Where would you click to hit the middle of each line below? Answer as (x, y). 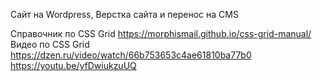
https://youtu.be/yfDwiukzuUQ (73, 65)
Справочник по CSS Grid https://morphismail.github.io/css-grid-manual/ (161, 33)
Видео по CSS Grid (50, 44)
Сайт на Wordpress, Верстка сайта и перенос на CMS (124, 14)
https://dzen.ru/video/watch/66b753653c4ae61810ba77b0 (131, 55)
